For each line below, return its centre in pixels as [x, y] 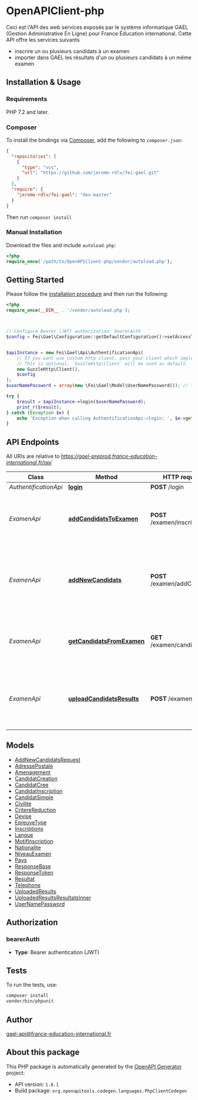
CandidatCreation [36, 778]
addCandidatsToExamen [103, 519]
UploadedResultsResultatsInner [53, 898]
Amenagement [33, 772]
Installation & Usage [44, 82]
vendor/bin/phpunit [30, 1001]
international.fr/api [29, 463]
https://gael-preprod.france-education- [109, 456]
